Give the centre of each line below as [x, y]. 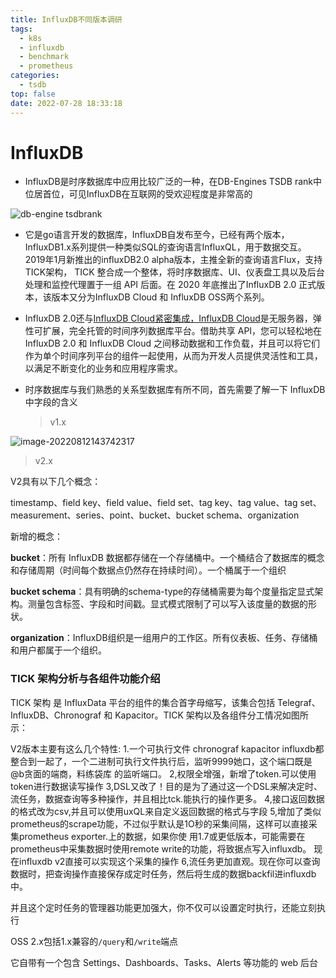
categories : [35, 76]
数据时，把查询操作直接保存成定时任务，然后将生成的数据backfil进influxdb [163, 873]
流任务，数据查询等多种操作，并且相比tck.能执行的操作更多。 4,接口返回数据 [167, 798]
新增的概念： [36, 537]
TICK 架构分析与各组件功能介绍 [85, 679]
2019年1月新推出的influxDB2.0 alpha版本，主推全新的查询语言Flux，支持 [173, 260]
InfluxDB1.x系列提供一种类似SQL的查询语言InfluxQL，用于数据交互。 [165, 247]
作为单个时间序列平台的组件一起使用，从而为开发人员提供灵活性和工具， [173, 356]
